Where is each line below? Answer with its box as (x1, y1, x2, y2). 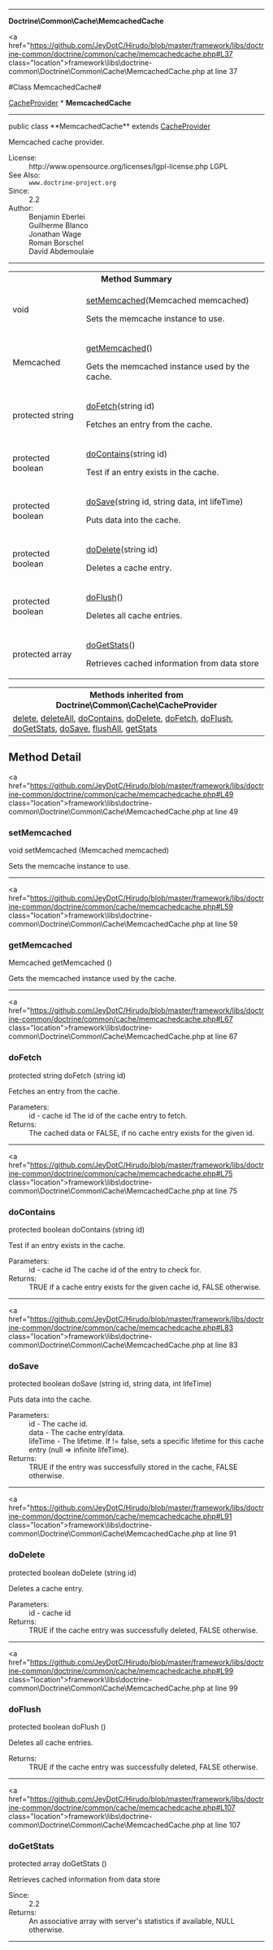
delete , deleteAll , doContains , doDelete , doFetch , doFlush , (12, 713, 234, 724)
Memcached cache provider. (8, 137, 105, 146)
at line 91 (206, 1529, 237, 1538)
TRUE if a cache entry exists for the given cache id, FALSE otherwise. (28, 1282, 262, 1292)
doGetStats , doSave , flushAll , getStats (12, 723, 158, 734)
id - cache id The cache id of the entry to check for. (28, 1265, 201, 1274)
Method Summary (101, 273, 172, 285)
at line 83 (206, 1340, 238, 1350)
